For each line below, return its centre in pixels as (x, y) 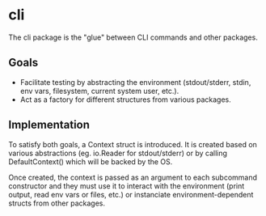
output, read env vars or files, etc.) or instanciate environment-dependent (131, 194)
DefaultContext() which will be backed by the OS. (91, 161)
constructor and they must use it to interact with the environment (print (127, 186)
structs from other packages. (57, 203)
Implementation (49, 125)
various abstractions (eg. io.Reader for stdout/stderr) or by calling (118, 153)
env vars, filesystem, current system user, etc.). (99, 91)
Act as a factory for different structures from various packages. (126, 100)
